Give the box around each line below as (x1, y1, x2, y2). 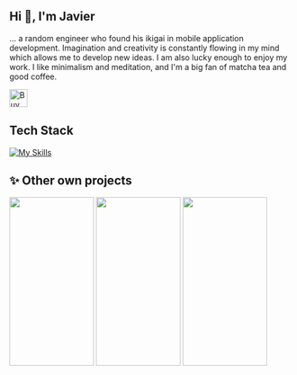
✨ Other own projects (9, 173, 132, 189)
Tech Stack (9, 123, 74, 138)
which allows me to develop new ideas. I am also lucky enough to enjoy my (9, 51, 288, 63)
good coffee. (9, 71, 58, 82)
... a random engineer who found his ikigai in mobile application (9, 32, 245, 43)
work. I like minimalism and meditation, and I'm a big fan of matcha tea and (9, 61, 287, 72)
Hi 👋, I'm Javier (9, 9, 96, 24)
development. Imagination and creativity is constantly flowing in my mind (9, 42, 280, 53)
